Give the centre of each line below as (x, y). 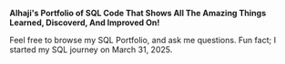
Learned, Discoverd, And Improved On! (85, 23)
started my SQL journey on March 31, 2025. (91, 50)
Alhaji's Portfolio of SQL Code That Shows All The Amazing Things (138, 13)
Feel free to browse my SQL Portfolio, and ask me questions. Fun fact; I (142, 40)
